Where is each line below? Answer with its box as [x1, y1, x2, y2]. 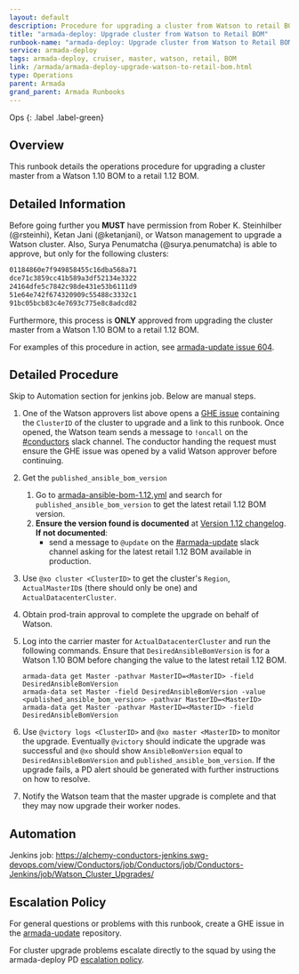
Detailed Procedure [9, 366, 119, 382]
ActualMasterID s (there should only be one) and [21, 583, 198, 593]
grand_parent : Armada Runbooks [9, 87, 125, 96]
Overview [9, 137, 65, 152]
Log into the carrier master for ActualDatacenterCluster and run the [21, 636, 271, 647]
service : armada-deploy [9, 46, 98, 55]
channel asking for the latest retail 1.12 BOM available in [48, 546, 252, 557]
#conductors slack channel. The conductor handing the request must [21, 437, 277, 447]
